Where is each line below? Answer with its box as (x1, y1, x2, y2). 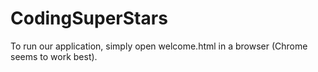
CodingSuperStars (10, 7, 168, 30)
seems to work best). (10, 50, 98, 62)
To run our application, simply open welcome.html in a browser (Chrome (10, 40, 308, 52)
